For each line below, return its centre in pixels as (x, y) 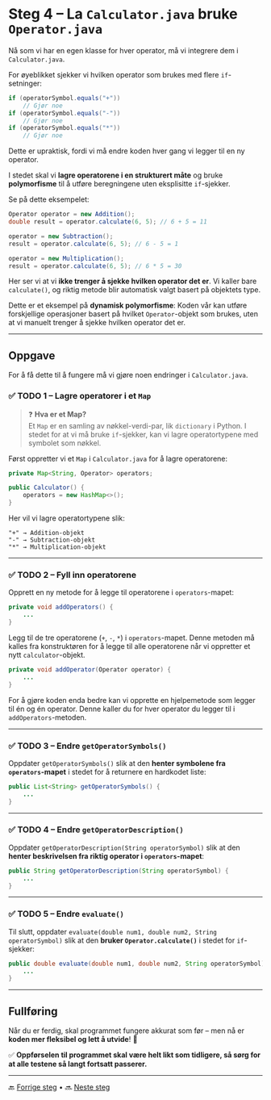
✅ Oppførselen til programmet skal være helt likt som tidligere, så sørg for (134, 1055)
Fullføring (33, 1011)
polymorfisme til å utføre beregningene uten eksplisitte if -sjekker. (119, 184)
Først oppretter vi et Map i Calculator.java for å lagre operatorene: (118, 458)
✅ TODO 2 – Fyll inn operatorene (73, 575)
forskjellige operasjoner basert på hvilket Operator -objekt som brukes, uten (133, 314)
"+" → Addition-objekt (46, 533)
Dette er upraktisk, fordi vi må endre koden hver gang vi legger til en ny (127, 151)
